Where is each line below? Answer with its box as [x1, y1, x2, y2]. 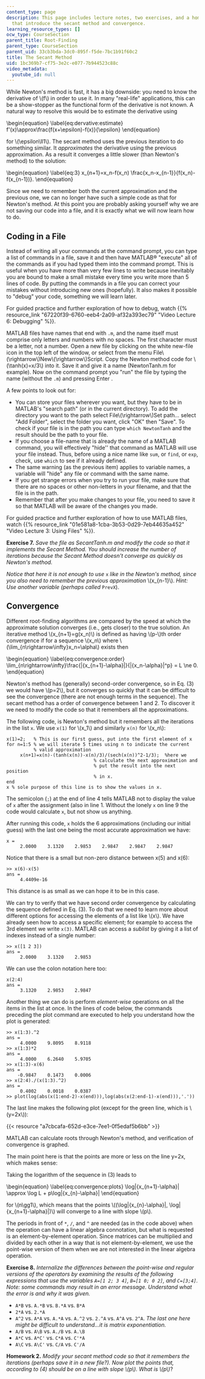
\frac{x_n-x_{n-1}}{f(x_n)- [131, 169, 196, 177]
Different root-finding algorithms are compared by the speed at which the [6, 617, 191, 624]
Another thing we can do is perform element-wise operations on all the [6, 998, 184, 1005]
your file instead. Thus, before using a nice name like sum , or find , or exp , [15, 450, 198, 458]
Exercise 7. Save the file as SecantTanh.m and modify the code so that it [6, 539, 190, 547]
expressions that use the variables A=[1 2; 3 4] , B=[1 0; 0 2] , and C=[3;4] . [6, 1276, 198, 1284]
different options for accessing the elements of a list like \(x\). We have [6, 912, 184, 920]
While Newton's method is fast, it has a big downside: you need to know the [6, 88, 197, 95]
